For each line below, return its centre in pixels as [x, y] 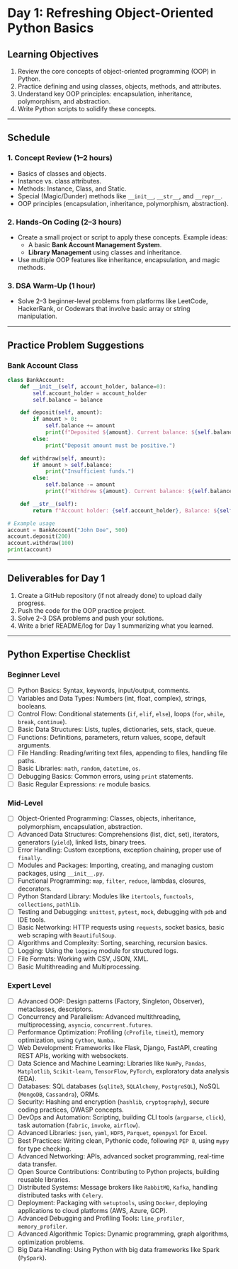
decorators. [34, 889]
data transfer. [37, 1164]
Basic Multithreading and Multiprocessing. [79, 967]
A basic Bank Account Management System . [95, 244]
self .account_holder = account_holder [90, 393]
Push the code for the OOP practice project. [82, 610]
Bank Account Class [43, 365]
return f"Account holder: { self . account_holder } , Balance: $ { [126, 511]
